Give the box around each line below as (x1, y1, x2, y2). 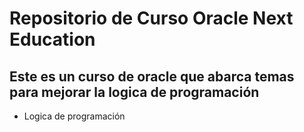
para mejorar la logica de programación (9, 83, 260, 101)
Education (9, 28, 96, 51)
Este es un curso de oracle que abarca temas (9, 68, 295, 85)
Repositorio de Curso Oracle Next (9, 7, 294, 30)
